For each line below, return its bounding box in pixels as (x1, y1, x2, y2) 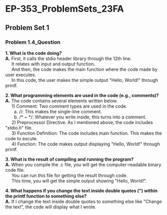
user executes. (5, 72, 37, 78)
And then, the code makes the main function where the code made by (11, 66, 158, 72)
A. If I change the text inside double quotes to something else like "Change (5, 198, 162, 204)
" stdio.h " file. (5, 125, 33, 131)
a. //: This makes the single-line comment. (14, 108, 103, 114)
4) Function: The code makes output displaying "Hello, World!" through (11, 141, 160, 147)
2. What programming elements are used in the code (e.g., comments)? (5, 92, 159, 98)
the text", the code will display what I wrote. (5, 204, 96, 210)
